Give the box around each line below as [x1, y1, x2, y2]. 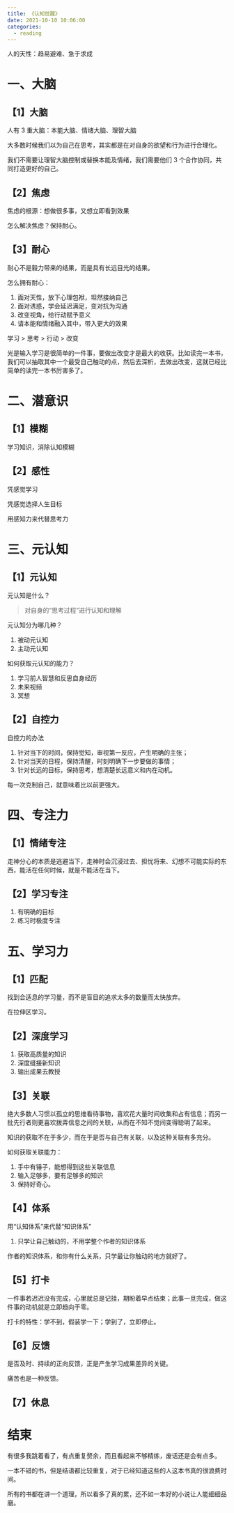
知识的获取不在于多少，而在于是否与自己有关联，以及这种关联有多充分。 [7, 1133, 214, 1141]
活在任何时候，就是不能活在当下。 [25, 865, 123, 874]
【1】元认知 [7, 572, 58, 583]
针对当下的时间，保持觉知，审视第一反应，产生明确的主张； [17, 748, 189, 756]
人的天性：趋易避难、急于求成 [7, 49, 93, 58]
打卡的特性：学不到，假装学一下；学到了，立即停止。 [7, 1317, 160, 1326]
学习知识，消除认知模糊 [7, 443, 75, 451]
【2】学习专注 [7, 888, 68, 900]
